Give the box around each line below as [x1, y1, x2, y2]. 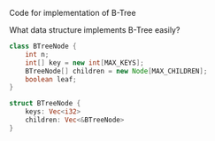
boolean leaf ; [25, 74, 77, 83]
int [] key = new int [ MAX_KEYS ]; [25, 58, 144, 67]
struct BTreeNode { [9, 99, 81, 108]
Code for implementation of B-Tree [9, 8, 136, 18]
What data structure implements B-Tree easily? [9, 25, 180, 35]
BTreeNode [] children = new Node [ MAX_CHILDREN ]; [25, 67, 208, 75]
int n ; [25, 50, 50, 59]
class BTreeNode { [9, 42, 77, 51]
